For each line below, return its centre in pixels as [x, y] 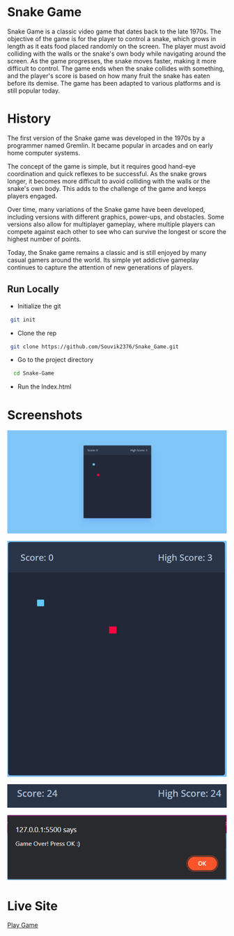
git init [23, 320]
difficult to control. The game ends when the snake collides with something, [116, 68]
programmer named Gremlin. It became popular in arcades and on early [110, 145]
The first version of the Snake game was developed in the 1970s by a [106, 138]
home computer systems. [44, 153]
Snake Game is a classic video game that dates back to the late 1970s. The [114, 31]
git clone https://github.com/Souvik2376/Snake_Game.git [94, 346]
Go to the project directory [55, 360]
